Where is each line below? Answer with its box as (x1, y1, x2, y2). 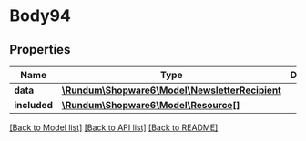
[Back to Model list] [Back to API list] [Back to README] (9, 122, 219, 133)
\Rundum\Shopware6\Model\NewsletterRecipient (61, 84, 282, 96)
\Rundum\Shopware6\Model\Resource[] (61, 99, 240, 111)
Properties (9, 42, 71, 57)
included (14, 99, 53, 111)
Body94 (9, 5, 71, 26)
